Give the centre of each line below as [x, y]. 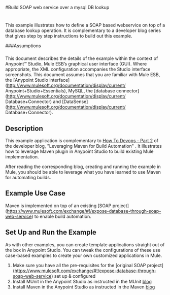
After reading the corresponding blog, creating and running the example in [83, 167]
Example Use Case [36, 193]
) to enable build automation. [61, 216]
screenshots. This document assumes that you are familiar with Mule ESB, [83, 75]
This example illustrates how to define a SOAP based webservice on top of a [85, 25]
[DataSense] [75, 102]
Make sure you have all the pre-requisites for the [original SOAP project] [88, 265]
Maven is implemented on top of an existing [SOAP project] [67, 206]
